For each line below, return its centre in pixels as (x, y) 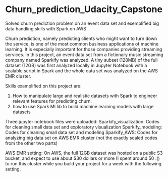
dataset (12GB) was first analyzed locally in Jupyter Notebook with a (76, 65)
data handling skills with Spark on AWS (46, 28)
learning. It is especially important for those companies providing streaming (84, 49)
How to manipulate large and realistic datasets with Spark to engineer (85, 96)
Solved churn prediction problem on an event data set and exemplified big (82, 23)
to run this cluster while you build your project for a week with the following (83, 163)
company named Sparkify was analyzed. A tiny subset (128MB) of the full (81, 60)
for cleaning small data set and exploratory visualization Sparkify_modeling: (84, 127)
